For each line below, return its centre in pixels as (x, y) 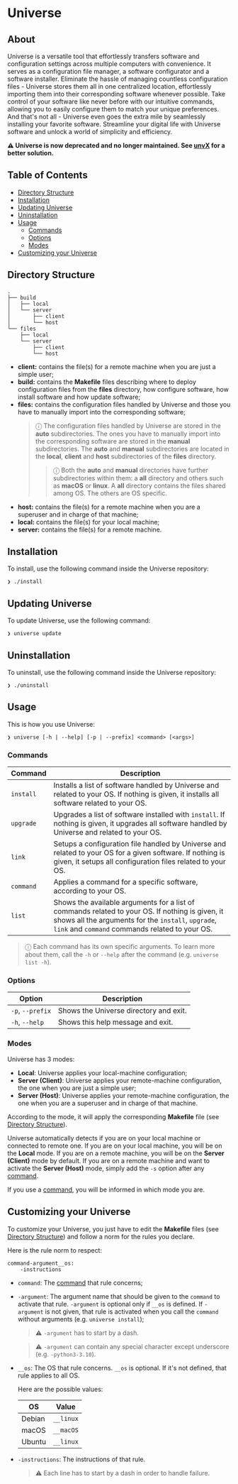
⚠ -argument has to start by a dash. (87, 1333)
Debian (33, 1419)
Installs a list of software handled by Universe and (136, 786)
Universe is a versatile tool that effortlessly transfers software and (103, 56)
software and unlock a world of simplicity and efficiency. (90, 132)
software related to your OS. (100, 803)
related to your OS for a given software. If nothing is (139, 853)
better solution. (31, 153)
